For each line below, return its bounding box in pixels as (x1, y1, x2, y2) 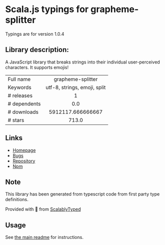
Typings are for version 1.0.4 (5, 31, 65, 37)
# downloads (8, 108, 39, 115)
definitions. (5, 197, 29, 203)
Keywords (8, 84, 32, 91)
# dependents (8, 100, 41, 107)
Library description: (5, 45, 69, 54)
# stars (8, 116, 24, 124)
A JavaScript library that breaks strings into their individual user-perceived (5, 59, 160, 65)
